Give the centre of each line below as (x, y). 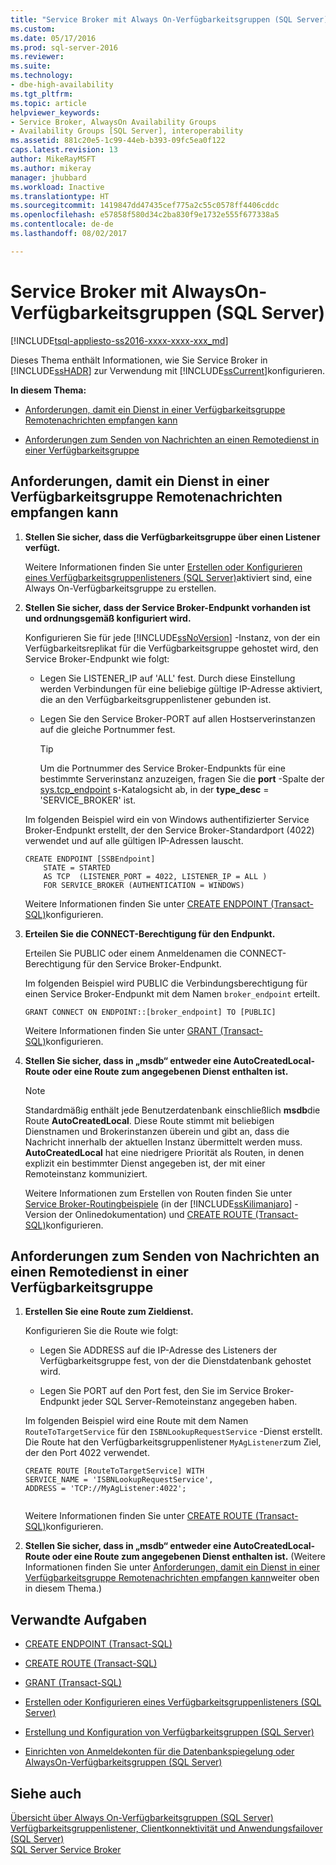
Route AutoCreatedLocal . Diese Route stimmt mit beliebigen (149, 1120)
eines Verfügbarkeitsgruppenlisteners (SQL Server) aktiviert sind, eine (168, 577)
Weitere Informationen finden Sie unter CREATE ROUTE (138, 1516)
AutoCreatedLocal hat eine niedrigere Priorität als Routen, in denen (164, 1152)
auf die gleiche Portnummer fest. (107, 729)
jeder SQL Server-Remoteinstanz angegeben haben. (189, 1402)
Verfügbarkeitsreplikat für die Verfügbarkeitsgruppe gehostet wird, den (171, 648)
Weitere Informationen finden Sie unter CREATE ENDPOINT (146, 903)
